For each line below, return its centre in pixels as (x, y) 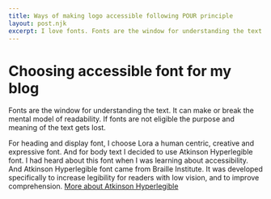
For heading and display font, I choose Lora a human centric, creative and (131, 143)
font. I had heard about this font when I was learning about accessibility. (129, 161)
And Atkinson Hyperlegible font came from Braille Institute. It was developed (135, 169)
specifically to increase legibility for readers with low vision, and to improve (134, 178)
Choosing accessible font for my (120, 71)
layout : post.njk (38, 23)
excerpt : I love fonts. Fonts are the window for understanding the (126, 31)
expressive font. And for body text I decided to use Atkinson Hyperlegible (131, 152)
